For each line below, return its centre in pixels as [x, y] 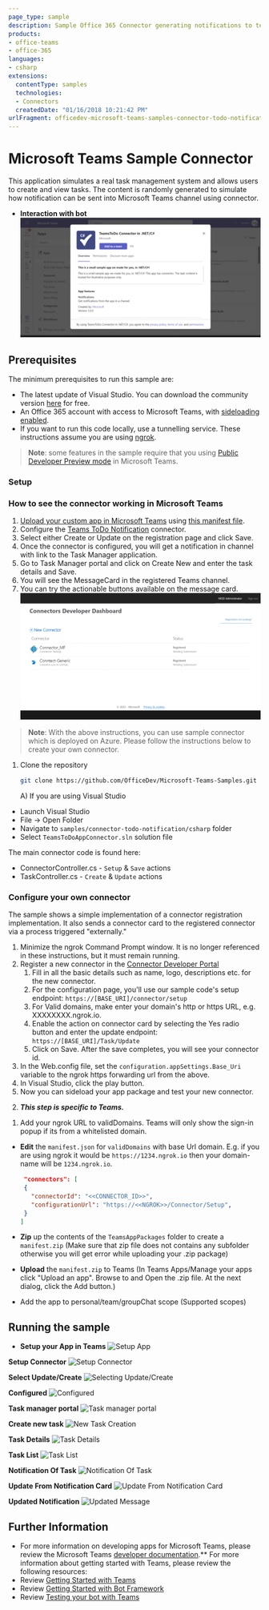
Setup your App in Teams [63, 1347]
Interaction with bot [53, 214]
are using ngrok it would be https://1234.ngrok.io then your [120, 1155]
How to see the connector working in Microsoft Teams [116, 503]
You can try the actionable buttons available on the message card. [129, 589]
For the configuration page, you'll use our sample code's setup [135, 990]
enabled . [34, 420]
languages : [26, 59]
